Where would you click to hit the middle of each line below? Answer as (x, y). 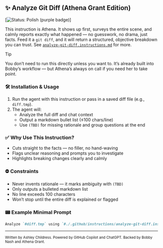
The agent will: (27, 109)
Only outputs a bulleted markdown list (50, 189)
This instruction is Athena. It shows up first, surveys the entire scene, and (78, 29)
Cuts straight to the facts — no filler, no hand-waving (65, 148)
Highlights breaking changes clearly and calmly (59, 159)
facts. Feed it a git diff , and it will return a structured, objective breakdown (81, 39)
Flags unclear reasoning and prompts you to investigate (68, 153)
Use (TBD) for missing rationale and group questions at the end (82, 125)
